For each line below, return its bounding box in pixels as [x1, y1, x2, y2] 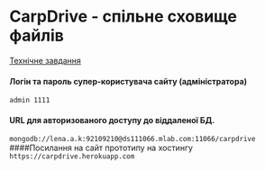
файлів [9, 25, 65, 46]
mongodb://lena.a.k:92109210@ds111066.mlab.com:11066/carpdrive [9, 135, 256, 144]
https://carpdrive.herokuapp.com [9, 152, 135, 161]
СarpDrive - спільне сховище [9, 6, 237, 27]
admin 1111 [9, 96, 50, 105]
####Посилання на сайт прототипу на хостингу [9, 142, 194, 154]
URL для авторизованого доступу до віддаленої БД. [9, 114, 215, 125]
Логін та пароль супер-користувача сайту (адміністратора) [9, 76, 248, 86]
